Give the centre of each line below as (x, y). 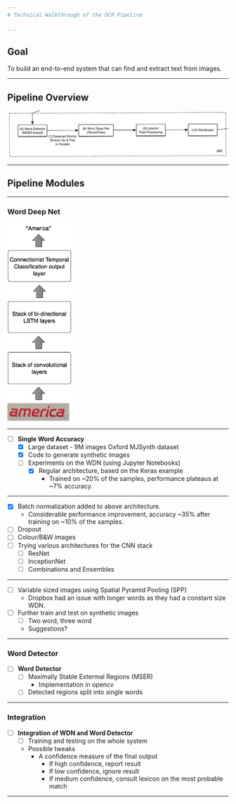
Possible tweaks (52, 748)
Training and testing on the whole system (87, 741)
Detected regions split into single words (85, 692)
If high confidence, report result (95, 763)
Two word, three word (60, 620)
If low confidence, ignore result (94, 771)
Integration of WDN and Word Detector (75, 733)
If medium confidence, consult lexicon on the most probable (136, 779)
